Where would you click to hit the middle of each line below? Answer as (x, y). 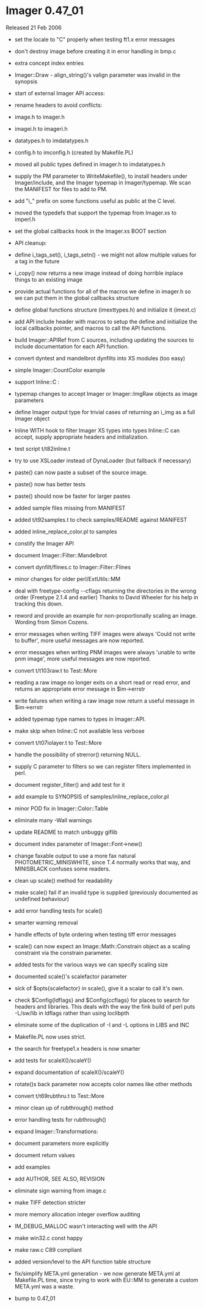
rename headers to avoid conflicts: (58, 105)
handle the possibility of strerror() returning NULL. (78, 754)
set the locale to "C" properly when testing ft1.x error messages (95, 39)
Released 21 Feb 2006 (34, 27)
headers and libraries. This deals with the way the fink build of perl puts (105, 1006)
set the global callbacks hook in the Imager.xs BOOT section (90, 231)
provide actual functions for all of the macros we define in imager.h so (103, 291)
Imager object (32, 418)
